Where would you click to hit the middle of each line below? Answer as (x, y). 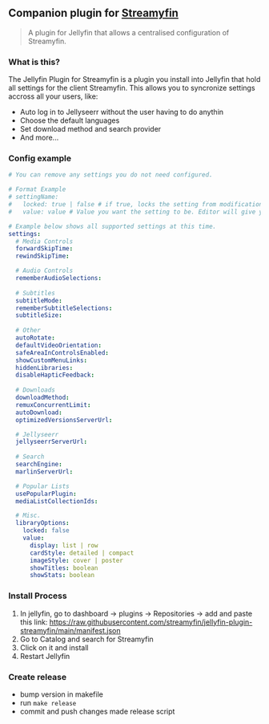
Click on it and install (54, 647)
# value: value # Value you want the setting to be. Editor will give (132, 212)
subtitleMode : (39, 300)
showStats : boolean (62, 576)
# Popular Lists (42, 486)
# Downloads (36, 390)
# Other (28, 331)
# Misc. (28, 516)
